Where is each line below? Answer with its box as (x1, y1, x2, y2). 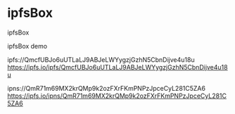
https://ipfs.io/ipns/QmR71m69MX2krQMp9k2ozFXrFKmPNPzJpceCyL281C (7, 91, 227, 100)
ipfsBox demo (7, 42, 48, 50)
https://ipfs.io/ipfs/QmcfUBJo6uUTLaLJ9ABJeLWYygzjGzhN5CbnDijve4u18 (7, 63, 228, 71)
